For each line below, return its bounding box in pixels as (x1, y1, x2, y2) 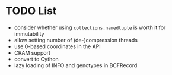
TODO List (5, 4, 57, 18)
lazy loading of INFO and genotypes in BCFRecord (14, 61, 138, 69)
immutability (14, 30, 44, 37)
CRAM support (14, 49, 51, 56)
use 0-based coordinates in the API (14, 43, 101, 50)
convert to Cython (14, 55, 59, 62)
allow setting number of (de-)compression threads (14, 36, 138, 43)
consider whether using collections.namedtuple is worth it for (14, 24, 166, 31)
